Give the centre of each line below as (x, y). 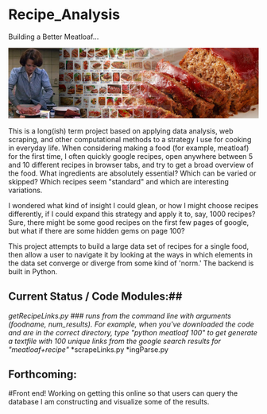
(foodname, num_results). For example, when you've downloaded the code (131, 324)
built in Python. (33, 271)
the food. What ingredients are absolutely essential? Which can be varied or (132, 173)
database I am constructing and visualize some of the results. (109, 402)
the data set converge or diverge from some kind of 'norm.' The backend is (131, 263)
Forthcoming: (43, 374)
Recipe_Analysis (64, 15)
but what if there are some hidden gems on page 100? (97, 230)
